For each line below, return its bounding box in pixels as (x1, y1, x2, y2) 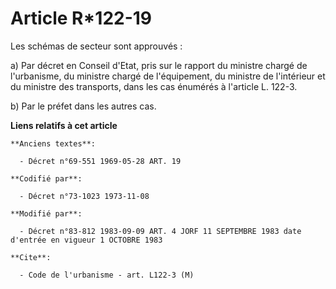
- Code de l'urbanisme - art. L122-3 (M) (19, 270, 195, 280)
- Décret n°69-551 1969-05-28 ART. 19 (19, 156, 182, 166)
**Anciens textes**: (10, 138, 97, 149)
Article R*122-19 (10, 7, 153, 30)
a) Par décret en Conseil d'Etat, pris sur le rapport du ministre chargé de (10, 59, 308, 71)
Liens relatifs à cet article (10, 119, 118, 131)
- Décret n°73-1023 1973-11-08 (19, 191, 150, 201)
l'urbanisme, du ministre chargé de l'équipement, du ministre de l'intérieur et (10, 70, 326, 82)
